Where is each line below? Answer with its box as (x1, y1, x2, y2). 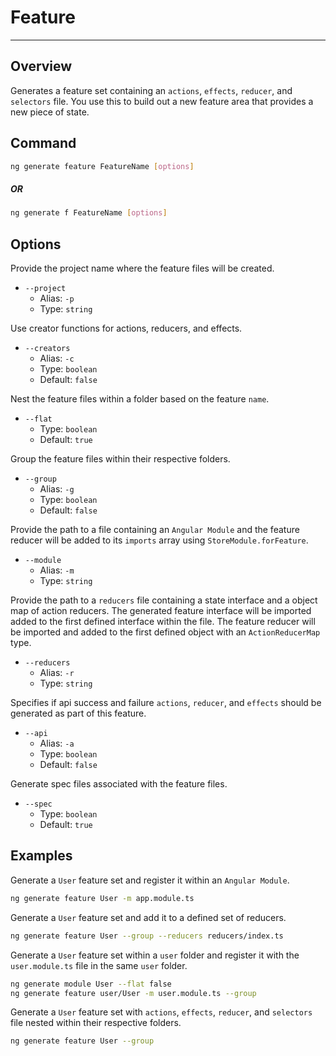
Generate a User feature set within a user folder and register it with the (10, 949, 300, 961)
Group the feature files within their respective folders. (10, 453, 231, 465)
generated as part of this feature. (10, 707, 147, 720)
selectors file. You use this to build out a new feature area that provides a (10, 95, 314, 107)
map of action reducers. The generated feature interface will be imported (10, 605, 312, 617)
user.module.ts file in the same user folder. (10, 959, 188, 971)
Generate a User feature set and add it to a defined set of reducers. (10, 911, 287, 923)
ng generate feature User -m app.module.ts (10, 893, 195, 903)
